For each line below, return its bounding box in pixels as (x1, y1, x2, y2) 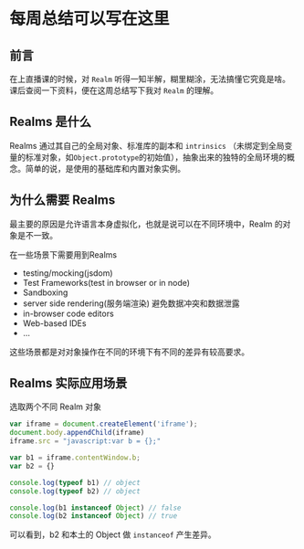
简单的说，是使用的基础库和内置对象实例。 (25, 163, 185, 174)
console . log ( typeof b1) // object (9, 478, 142, 487)
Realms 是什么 (9, 114, 92, 130)
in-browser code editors (22, 308, 114, 319)
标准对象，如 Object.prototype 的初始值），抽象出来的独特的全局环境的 (25, 152, 288, 163)
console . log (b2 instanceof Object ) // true (9, 512, 178, 521)
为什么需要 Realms (9, 193, 116, 208)
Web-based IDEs (22, 317, 87, 329)
